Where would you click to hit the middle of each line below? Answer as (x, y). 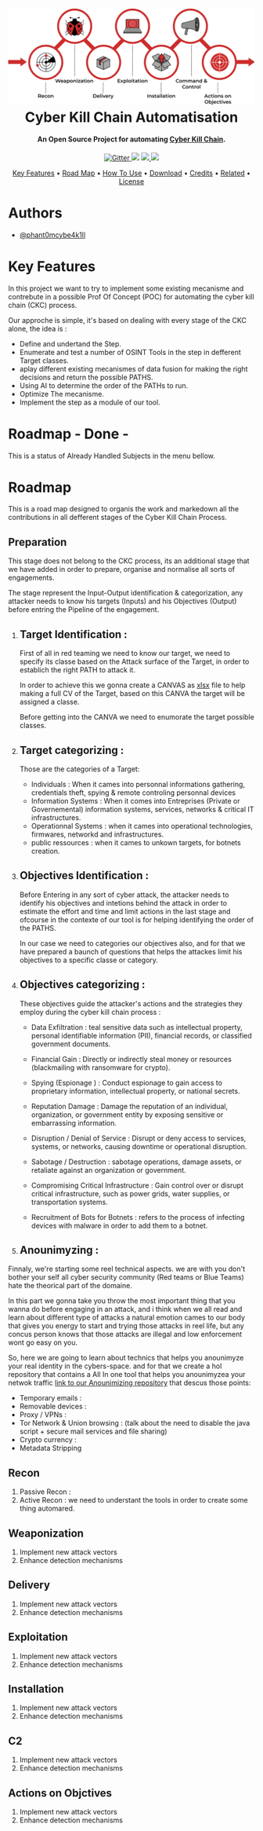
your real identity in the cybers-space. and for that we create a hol (115, 1366)
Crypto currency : (48, 1440)
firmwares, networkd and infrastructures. (97, 834)
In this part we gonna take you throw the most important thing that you (122, 1301)
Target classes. (44, 361)
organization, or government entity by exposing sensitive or (127, 1115)
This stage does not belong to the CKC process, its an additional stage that (129, 561)
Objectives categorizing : (82, 985)
